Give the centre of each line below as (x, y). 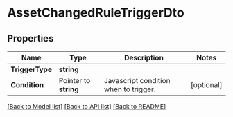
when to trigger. (130, 89)
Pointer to (75, 81)
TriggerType (31, 69)
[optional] (206, 85)
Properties (31, 38)
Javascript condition (137, 81)
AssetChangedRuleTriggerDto (96, 13)
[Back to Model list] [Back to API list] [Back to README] (87, 106)
